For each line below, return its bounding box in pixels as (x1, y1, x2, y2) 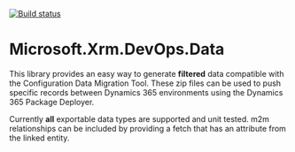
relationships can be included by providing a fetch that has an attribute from (9, 123, 286, 133)
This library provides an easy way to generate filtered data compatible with (9, 68, 284, 79)
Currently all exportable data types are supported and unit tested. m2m (9, 113, 270, 124)
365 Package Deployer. (9, 96, 95, 107)
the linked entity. (9, 133, 70, 143)
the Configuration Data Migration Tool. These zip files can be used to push (9, 78, 282, 88)
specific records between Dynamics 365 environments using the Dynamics (9, 87, 283, 97)
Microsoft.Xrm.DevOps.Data (9, 40, 225, 59)
